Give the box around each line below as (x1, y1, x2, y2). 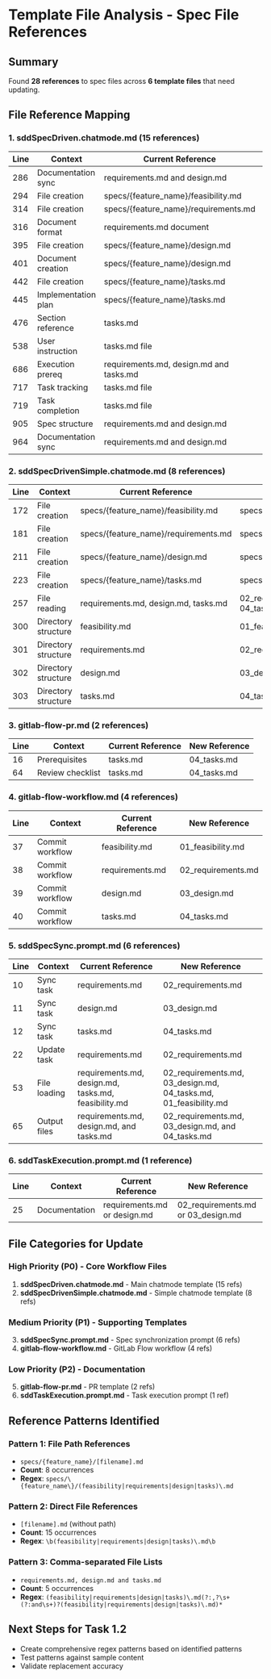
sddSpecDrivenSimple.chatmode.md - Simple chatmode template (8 (19, 1288, 252, 1297)
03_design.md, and (162, 1120, 236, 1131)
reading (36, 603, 67, 614)
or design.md (102, 1209, 153, 1221)
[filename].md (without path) (19, 1519, 117, 1529)
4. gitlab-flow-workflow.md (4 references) (8, 791, 179, 803)
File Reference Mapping (8, 108, 131, 122)
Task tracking (36, 382, 89, 393)
